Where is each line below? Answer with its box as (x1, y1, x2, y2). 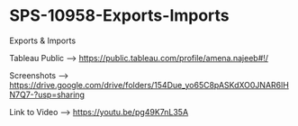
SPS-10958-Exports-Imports (9, 5, 230, 26)
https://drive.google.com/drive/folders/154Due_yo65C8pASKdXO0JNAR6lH (9, 79, 290, 90)
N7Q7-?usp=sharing (9, 89, 86, 100)
